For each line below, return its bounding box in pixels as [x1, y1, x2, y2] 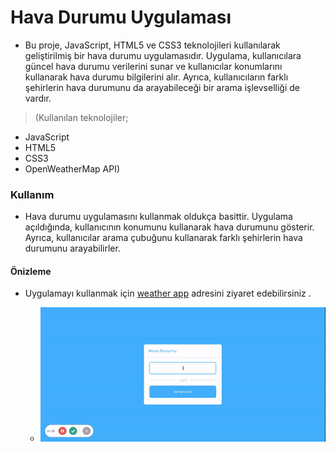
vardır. [24, 92, 52, 104]
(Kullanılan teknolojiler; [34, 111, 129, 123]
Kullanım [10, 187, 55, 201]
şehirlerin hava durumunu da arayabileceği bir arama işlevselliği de [24, 81, 300, 93]
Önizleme [10, 265, 52, 277]
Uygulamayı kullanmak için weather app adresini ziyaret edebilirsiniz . [24, 287, 312, 300]
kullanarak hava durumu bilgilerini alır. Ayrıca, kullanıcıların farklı [24, 71, 289, 83]
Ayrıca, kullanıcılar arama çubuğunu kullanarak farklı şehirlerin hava [24, 232, 303, 244]
